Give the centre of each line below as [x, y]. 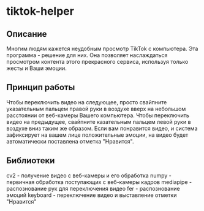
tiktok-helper [40, 11]
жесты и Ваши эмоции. [37, 68]
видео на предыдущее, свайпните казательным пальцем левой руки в [99, 121]
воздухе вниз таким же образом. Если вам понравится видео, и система [102, 128]
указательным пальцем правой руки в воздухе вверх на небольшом [96, 109]
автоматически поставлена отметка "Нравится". [70, 141]
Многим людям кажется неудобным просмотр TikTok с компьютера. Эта [102, 48]
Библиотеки [31, 161]
